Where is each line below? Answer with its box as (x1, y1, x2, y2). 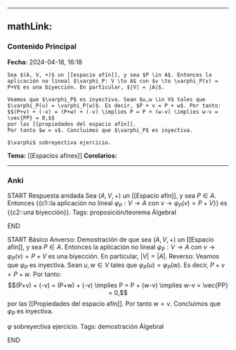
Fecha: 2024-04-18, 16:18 (7, 58, 83, 66)
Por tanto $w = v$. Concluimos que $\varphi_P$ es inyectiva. (7, 127, 193, 134)
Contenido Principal (7, 41, 77, 51)
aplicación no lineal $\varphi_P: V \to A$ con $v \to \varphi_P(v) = (7, 77, 218, 84)
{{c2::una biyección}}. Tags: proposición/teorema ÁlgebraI (7, 208, 177, 216)
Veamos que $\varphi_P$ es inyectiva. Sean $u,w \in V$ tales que (7, 96, 206, 103)
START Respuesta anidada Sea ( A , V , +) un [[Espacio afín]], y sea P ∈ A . (7, 191, 216, 200)
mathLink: (7, 20, 53, 32)
